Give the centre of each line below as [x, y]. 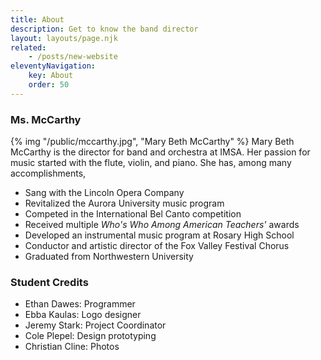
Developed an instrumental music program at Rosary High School [159, 235]
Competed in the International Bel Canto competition [133, 214]
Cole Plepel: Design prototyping [90, 336]
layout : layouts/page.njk [64, 38]
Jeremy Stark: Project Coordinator [95, 325]
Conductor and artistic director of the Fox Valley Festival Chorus [157, 246]
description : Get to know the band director [104, 29]
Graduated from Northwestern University [109, 257]
